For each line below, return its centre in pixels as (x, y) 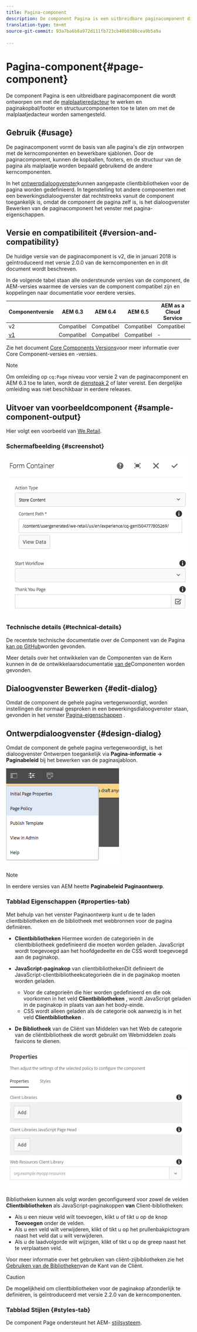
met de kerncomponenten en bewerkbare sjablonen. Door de (80, 153)
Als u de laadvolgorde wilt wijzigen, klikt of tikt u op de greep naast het (100, 1242)
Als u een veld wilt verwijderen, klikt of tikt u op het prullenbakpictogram (102, 1229)
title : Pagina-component (36, 12)
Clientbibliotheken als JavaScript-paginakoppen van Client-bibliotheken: (95, 1206)
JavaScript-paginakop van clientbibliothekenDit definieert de (89, 968)
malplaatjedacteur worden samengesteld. (56, 114)
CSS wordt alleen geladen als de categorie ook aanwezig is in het (102, 1011)
